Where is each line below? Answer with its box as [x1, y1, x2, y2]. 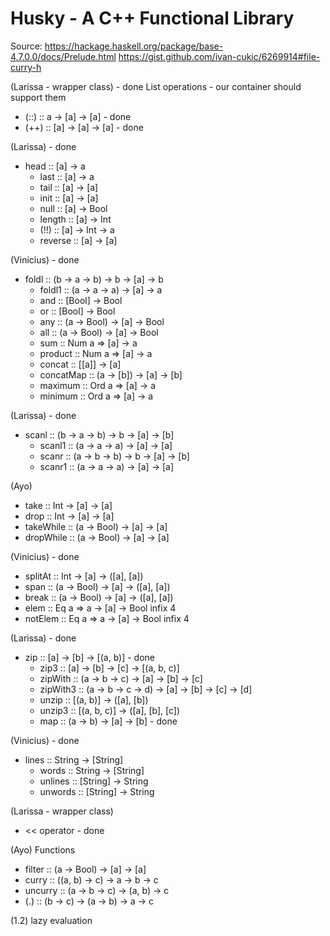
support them [10, 91, 67, 103]
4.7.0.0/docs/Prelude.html [10, 50, 117, 62]
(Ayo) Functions [10, 843, 76, 856]
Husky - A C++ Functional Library [10, 7, 295, 30]
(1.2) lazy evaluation [10, 914, 93, 926]
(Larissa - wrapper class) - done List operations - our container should [10, 80, 302, 92]
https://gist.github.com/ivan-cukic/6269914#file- [118, 50, 321, 62]
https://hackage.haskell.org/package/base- [44, 40, 224, 52]
